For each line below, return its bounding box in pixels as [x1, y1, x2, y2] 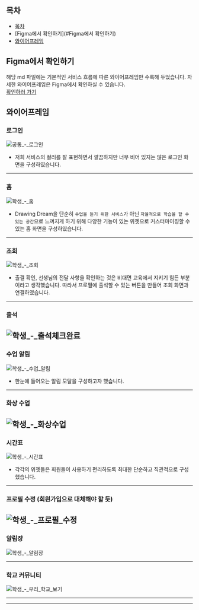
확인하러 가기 [6, 88, 37, 95]
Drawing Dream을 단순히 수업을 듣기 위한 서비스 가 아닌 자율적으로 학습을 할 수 [14, 210, 190, 217]
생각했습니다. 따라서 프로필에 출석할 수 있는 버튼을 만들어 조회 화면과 [30, 281, 189, 288]
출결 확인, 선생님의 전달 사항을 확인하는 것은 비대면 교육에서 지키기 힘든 [14, 274, 179, 281]
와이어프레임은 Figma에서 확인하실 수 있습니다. [17, 81, 126, 88]
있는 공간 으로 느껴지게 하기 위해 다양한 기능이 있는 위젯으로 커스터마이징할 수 [14, 217, 191, 224]
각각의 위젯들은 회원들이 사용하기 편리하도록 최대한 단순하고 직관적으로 [14, 466, 178, 473]
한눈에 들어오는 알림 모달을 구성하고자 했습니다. [14, 377, 124, 385]
